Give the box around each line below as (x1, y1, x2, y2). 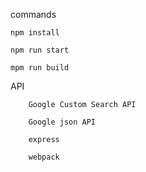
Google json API (28, 117, 97, 127)
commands (10, 9, 57, 20)
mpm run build (10, 63, 70, 73)
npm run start (10, 45, 70, 55)
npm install (10, 28, 60, 38)
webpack (28, 152, 60, 162)
